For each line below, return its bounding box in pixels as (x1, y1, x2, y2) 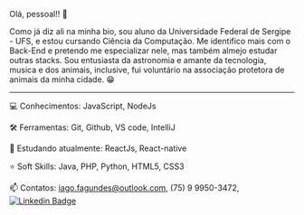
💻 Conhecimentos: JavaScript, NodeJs (9, 100, 157, 111)
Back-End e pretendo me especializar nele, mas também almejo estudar (9, 45, 278, 56)
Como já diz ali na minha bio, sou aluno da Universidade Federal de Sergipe (9, 26, 291, 36)
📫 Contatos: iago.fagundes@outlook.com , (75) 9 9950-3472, (9, 182, 240, 193)
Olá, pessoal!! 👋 (9, 9, 68, 19)
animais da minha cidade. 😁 (9, 74, 115, 85)
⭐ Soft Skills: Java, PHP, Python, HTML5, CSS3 (9, 161, 185, 172)
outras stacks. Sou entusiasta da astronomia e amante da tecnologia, (9, 55, 267, 65)
